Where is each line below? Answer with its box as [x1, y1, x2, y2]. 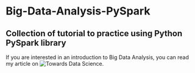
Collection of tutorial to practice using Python [5, 28, 183, 39]
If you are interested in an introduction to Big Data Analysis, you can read [5, 54, 190, 61]
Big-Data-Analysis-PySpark [5, 4, 151, 18]
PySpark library [5, 37, 66, 48]
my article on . [5, 60, 104, 67]
